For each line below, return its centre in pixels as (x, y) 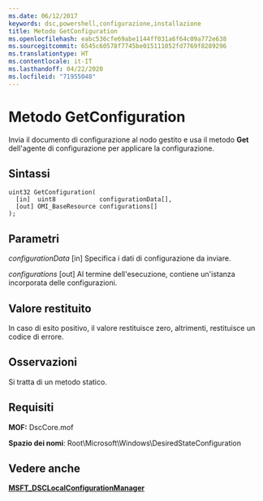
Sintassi (29, 173)
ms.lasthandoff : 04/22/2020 (56, 69)
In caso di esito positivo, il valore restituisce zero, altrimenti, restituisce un (132, 328)
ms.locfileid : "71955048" (52, 77)
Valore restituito (50, 308)
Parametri (34, 238)
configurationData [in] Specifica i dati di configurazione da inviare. (120, 258)
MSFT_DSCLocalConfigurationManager (77, 488)
